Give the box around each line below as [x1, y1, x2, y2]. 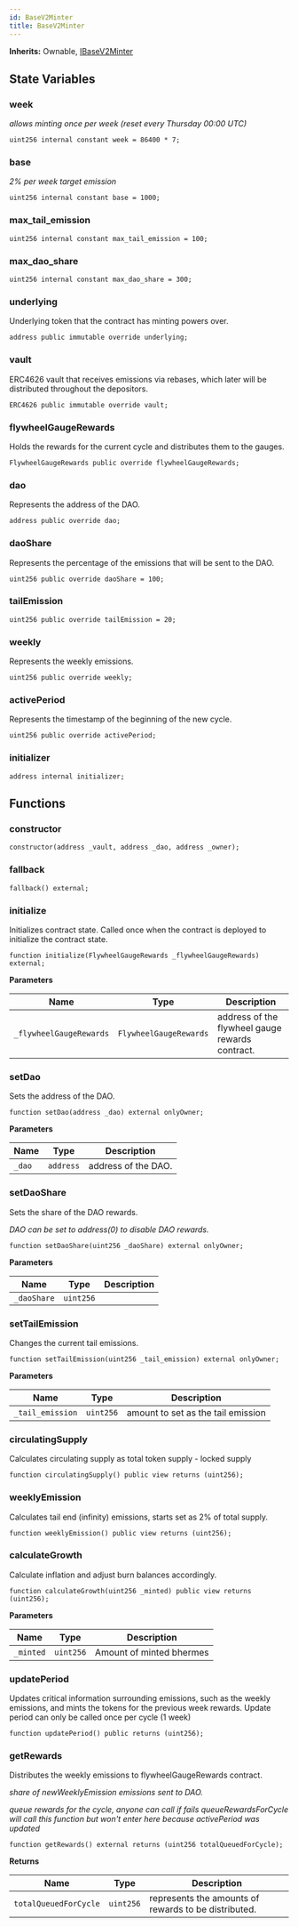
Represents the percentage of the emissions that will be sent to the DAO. [9, 557, 275, 568]
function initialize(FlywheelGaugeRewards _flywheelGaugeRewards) [9, 951, 260, 961]
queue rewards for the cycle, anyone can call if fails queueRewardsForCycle [9, 1804, 289, 1815]
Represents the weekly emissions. [9, 656, 134, 667]
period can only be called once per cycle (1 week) [9, 1712, 192, 1722]
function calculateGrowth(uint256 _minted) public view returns [9, 1586, 252, 1595]
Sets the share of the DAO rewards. [9, 1206, 138, 1217]
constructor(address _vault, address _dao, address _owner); [9, 843, 240, 852]
